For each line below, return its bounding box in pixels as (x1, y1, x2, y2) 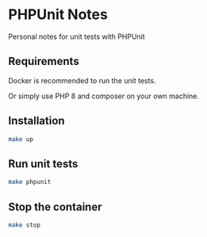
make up (8, 135, 34, 143)
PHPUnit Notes (8, 6, 109, 24)
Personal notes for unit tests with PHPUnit (8, 32, 145, 41)
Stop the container (8, 200, 102, 213)
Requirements (8, 55, 79, 68)
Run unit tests (8, 157, 79, 170)
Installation (8, 114, 65, 128)
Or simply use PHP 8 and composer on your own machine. (8, 91, 200, 101)
